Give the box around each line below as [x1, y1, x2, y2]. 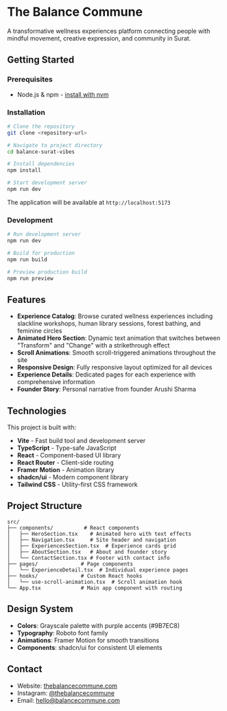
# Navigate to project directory [7, 142, 103, 148]
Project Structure [7, 500, 82, 512]
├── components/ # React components [7, 524, 139, 531]
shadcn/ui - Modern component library [16, 473, 129, 482]
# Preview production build [7, 269, 88, 275]
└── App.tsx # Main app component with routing [7, 585, 183, 591]
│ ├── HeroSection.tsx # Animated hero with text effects [7, 530, 192, 537]
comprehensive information [16, 378, 95, 386]
